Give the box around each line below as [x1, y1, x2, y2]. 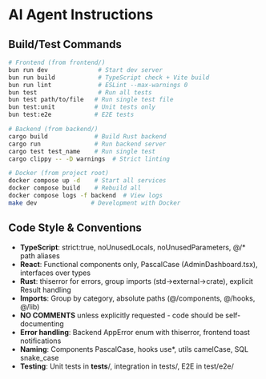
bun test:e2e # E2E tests [8, 110, 135, 119]
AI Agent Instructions [8, 6, 154, 24]
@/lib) [19, 301, 40, 311]
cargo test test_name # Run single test [8, 147, 156, 155]
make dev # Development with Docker [8, 198, 181, 207]
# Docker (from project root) [8, 170, 110, 178]
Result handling [19, 285, 72, 294]
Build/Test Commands [8, 38, 123, 51]
